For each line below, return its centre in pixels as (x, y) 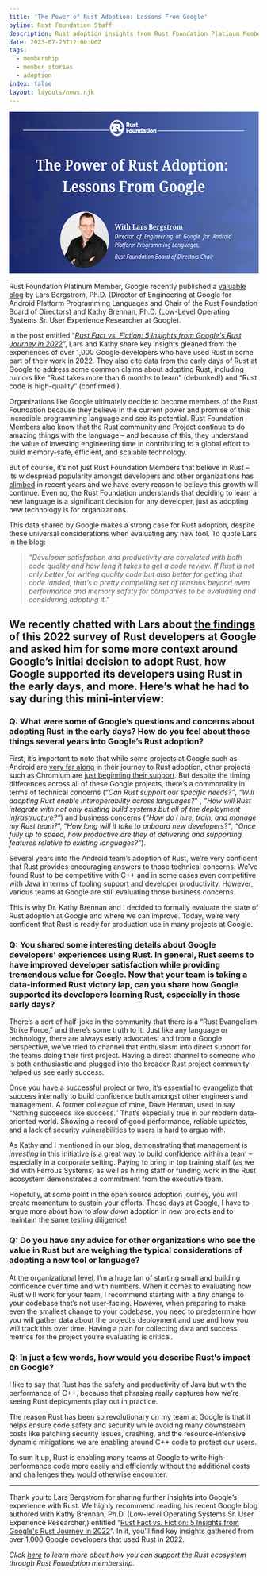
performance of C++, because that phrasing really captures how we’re (124, 1393)
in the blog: (27, 542)
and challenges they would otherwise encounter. (88, 1474)
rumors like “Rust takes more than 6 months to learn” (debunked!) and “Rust (133, 377)
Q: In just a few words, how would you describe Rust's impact (130, 1357)
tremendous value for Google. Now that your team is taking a (128, 975)
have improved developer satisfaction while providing (115, 965)
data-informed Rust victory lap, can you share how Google (124, 985)
